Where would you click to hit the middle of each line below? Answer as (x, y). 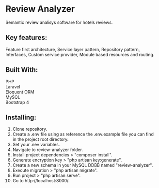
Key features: (26, 38)
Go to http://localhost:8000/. (41, 181)
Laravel (13, 86)
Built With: (22, 70)
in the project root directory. (40, 139)
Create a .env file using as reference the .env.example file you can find (83, 134)
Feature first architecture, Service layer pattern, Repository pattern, (73, 49)
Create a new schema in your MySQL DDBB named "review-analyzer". (83, 165)
